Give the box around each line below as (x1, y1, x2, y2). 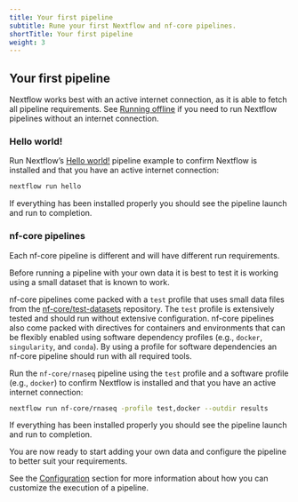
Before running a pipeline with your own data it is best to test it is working (9, 267, 278, 278)
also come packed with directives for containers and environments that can (9, 322, 286, 333)
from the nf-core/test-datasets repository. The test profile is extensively (9, 303, 275, 314)
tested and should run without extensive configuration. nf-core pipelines (9, 313, 274, 323)
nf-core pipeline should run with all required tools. (9, 350, 193, 361)
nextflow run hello (9, 182, 82, 191)
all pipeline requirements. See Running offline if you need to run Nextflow (9, 104, 278, 115)
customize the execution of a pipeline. (9, 482, 149, 493)
